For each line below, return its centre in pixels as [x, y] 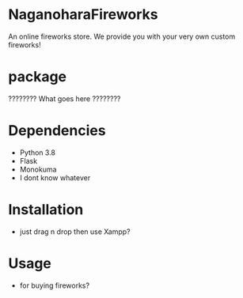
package [38, 77]
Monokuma [38, 169]
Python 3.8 [37, 153]
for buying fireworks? [54, 285]
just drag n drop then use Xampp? [75, 232]
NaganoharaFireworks [83, 15]
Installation [46, 209]
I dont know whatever [55, 177]
